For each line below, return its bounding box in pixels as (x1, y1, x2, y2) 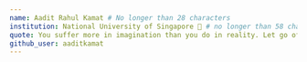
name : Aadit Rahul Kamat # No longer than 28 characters (9, 13, 231, 23)
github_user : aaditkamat (9, 38, 104, 48)
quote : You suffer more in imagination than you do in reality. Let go (9, 30, 288, 39)
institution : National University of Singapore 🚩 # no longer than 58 (9, 22, 284, 31)
